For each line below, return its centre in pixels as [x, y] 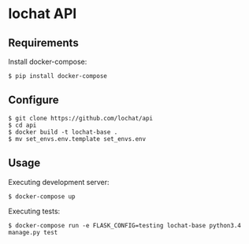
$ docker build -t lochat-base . [63, 132]
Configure [33, 100]
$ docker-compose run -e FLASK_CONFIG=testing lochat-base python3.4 [125, 225]
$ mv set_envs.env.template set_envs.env [77, 139]
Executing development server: [59, 182]
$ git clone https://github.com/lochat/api [81, 118]
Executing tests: [34, 211]
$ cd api [22, 125]
